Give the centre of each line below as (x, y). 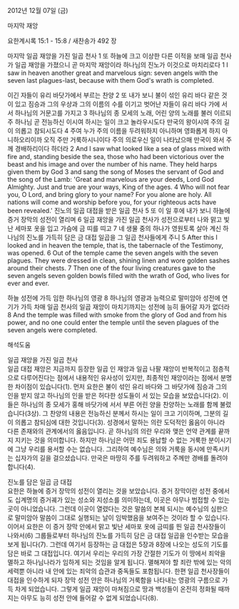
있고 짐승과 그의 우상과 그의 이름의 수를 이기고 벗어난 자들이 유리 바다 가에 (117, 104)
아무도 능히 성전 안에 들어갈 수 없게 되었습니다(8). (89, 598)
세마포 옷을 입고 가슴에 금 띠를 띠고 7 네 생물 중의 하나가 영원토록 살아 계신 (118, 228)
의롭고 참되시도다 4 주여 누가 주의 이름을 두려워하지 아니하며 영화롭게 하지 (118, 131)
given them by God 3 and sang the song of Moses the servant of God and (116, 172)
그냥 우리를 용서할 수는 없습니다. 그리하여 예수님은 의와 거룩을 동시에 (110, 449)
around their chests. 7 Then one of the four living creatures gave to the (112, 268)
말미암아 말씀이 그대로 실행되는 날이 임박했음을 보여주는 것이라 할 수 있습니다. (122, 518)
